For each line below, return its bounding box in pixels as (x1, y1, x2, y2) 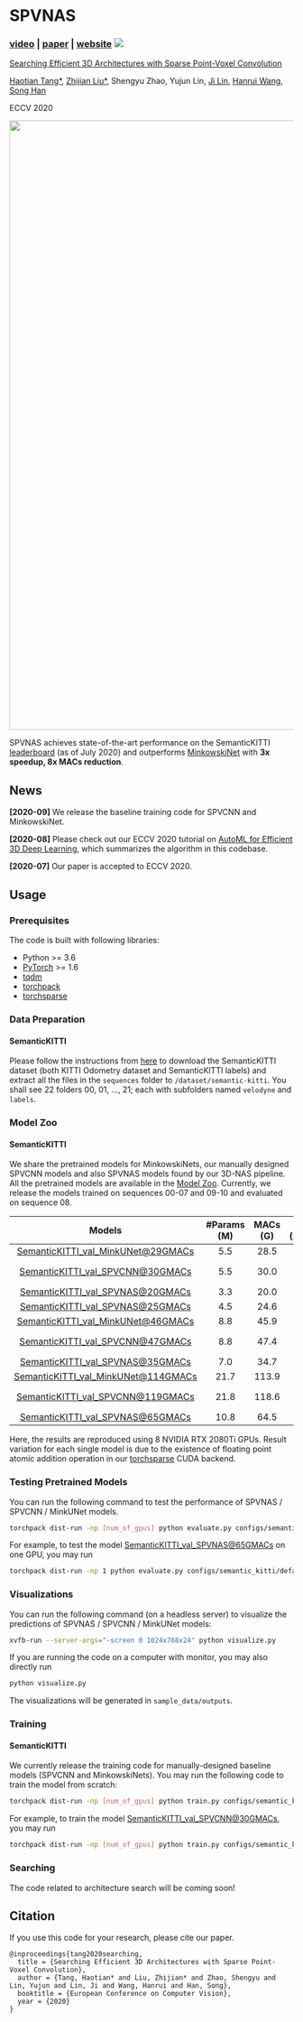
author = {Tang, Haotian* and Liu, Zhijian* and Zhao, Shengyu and (17, 1973, 277, 1982)
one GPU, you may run (9, 1549, 93, 1560)
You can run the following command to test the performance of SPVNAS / (9, 1496, 283, 1507)
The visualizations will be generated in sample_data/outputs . (9, 1695, 233, 1706)
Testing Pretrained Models (9, 1476, 128, 1489)
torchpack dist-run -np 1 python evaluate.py (9, 1567, 183, 1576)
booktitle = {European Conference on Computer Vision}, (17, 1990, 232, 1999)
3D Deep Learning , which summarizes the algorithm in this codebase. (9, 843, 269, 854)
